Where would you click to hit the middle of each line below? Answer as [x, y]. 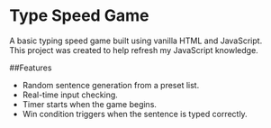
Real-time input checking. [70, 95]
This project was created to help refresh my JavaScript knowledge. [134, 50]
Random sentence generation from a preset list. [111, 85]
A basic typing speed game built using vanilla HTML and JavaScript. [136, 41]
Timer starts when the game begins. [90, 104]
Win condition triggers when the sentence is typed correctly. [135, 114]
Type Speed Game [79, 16]
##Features [31, 68]
